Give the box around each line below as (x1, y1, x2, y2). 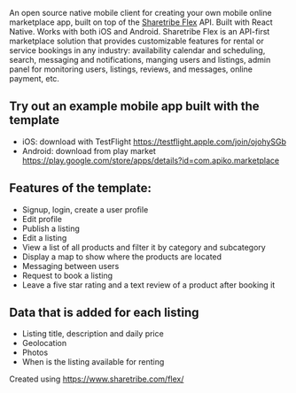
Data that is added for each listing (9, 305, 199, 320)
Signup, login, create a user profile (21, 204, 149, 215)
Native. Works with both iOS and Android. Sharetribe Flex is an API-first (9, 27, 270, 36)
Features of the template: (9, 181, 152, 196)
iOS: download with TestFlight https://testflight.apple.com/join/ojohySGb (21, 136, 286, 147)
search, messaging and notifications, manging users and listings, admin (9, 55, 271, 65)
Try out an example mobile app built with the (9, 99, 260, 114)
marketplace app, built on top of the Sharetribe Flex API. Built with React (9, 17, 273, 27)
